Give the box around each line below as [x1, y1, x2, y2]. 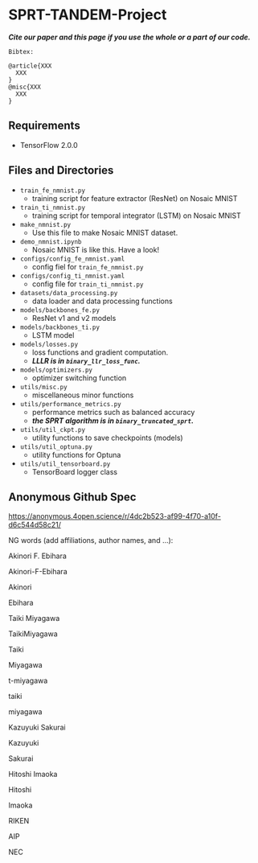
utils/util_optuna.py [19, 442, 92, 451]
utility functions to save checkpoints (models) [31, 433, 183, 442]
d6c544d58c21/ [8, 520, 62, 530]
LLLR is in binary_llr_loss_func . [31, 355, 141, 365]
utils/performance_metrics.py [19, 400, 122, 408]
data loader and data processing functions [31, 296, 173, 306]
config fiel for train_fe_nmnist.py [31, 261, 144, 271]
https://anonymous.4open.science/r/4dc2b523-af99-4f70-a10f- [8, 512, 221, 521]
